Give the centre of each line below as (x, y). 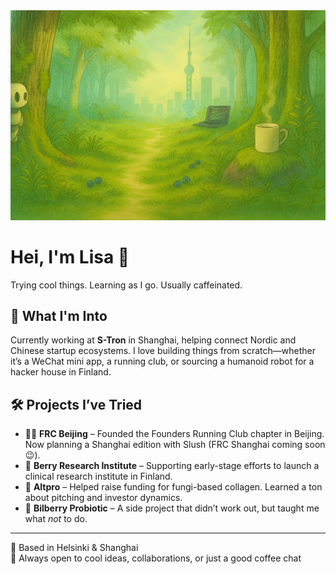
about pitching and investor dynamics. (103, 498)
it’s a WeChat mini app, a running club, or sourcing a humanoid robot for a (162, 361)
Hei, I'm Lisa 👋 (70, 256)
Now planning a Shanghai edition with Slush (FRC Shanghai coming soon (175, 445)
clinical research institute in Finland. (98, 476)
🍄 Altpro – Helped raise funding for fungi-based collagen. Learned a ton (173, 487)
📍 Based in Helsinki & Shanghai (74, 548)
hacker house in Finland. (61, 372)
